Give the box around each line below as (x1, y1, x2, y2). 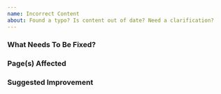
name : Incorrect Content (7, 10, 80, 18)
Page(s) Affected (7, 59, 66, 69)
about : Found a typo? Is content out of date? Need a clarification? (7, 17, 215, 24)
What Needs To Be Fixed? (7, 40, 97, 50)
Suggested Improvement (7, 78, 94, 88)
